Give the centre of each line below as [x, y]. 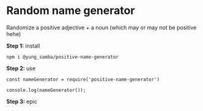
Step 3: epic [22, 101]
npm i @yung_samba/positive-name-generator [63, 57]
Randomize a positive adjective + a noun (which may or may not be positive [102, 27]
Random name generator [71, 11]
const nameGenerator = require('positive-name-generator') [83, 79]
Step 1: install [23, 46]
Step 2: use [21, 68]
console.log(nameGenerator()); [46, 90]
